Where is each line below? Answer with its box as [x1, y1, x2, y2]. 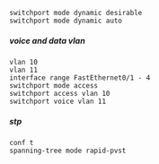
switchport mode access [9, 81, 99, 90]
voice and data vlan [9, 35, 85, 46]
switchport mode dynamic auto [9, 16, 123, 25]
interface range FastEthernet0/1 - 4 [9, 73, 151, 82]
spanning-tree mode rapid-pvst [9, 146, 127, 155]
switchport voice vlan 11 [9, 97, 106, 106]
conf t [9, 138, 34, 147]
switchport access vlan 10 [9, 89, 110, 98]
